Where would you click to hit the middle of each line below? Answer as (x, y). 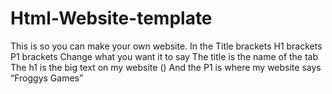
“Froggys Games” (47, 78)
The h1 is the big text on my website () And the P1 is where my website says (166, 67)
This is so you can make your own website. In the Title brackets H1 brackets (166, 46)
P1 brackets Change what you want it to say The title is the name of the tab (164, 56)
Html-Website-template (111, 18)
